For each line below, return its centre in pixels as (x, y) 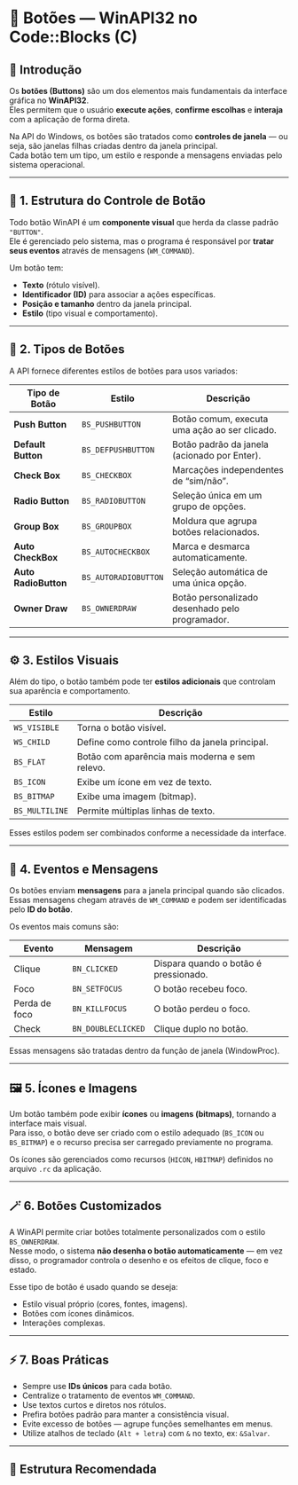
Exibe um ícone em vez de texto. (145, 782)
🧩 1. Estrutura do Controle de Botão (107, 201)
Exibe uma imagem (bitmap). (137, 797)
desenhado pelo (206, 609)
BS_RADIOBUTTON (114, 501)
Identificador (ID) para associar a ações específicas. (118, 294)
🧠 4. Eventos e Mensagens (84, 869)
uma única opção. (209, 583)
